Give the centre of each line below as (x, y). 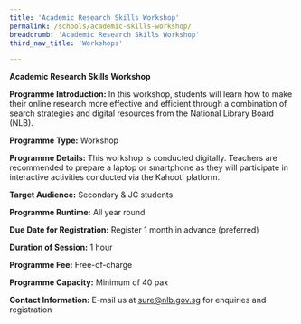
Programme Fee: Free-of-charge (71, 265)
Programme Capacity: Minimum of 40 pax (89, 282)
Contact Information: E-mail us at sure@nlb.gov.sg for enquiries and (138, 300)
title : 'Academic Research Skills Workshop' (94, 18)
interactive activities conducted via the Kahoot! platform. (115, 177)
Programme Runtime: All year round (77, 213)
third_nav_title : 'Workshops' (66, 43)
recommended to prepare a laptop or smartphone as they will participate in (149, 167)
